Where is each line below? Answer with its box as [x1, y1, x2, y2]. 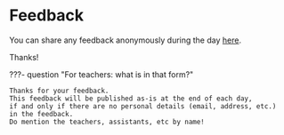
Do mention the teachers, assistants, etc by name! [9, 117, 205, 126]
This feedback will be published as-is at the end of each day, [9, 94, 253, 103]
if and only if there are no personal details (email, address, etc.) [9, 101, 277, 111]
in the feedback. [9, 109, 74, 118]
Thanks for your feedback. [9, 86, 110, 95]
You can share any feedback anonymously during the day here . [9, 35, 242, 45]
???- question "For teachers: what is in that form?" [9, 68, 194, 80]
